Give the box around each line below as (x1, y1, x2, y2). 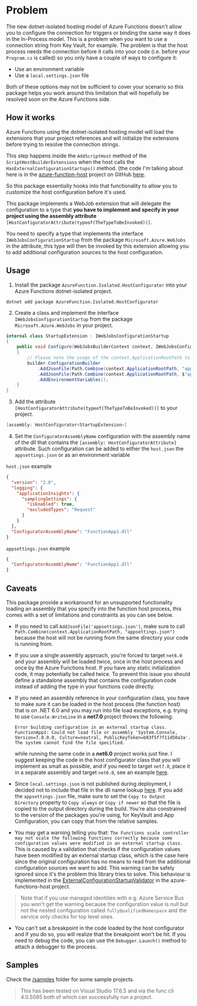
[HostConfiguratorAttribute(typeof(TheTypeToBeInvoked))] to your (14, 405, 178, 412)
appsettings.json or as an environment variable (14, 452, 130, 459)
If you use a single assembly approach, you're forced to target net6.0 (14, 652, 183, 658)
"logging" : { (11, 485, 43, 491)
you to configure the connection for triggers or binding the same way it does (6, 29, 191, 36)
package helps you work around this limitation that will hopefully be (6, 89, 169, 96)
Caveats (6, 583, 37, 593)
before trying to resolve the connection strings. (6, 140, 120, 147)
